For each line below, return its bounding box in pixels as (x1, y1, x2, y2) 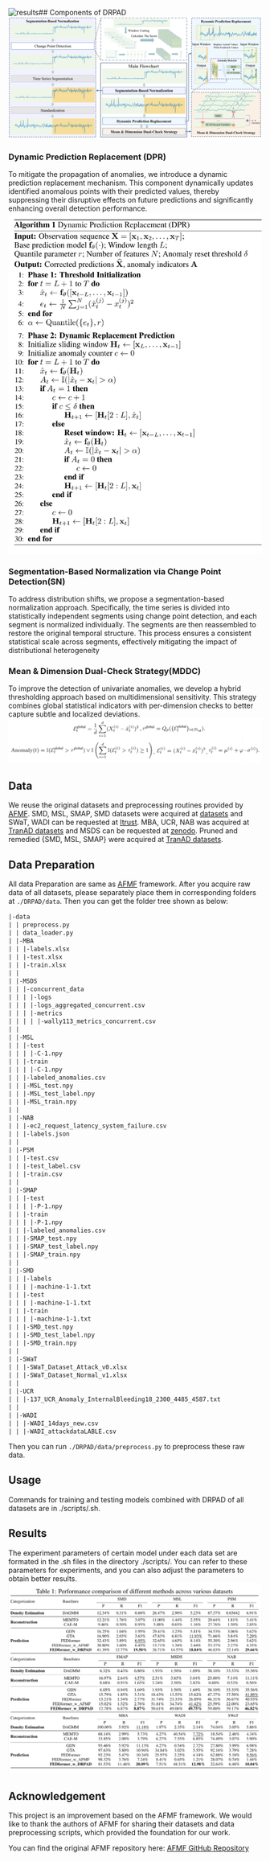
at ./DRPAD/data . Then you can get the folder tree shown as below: (8, 897, 229, 906)
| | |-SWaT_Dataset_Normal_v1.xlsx (8, 1371, 128, 1379)
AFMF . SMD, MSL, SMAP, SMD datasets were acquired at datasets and (8, 809, 243, 819)
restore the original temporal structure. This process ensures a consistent (8, 628, 252, 639)
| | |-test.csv (8, 1154, 59, 1162)
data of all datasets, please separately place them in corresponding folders (8, 888, 257, 898)
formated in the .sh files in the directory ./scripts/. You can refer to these (8, 1556, 247, 1566)
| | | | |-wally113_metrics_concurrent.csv (8, 1017, 157, 1025)
